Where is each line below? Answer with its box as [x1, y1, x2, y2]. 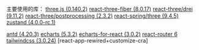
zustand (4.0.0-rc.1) [6, 19, 56, 26]
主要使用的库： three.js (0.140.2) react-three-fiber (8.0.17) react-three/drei [6, 5, 193, 12]
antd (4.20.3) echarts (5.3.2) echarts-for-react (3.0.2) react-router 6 [6, 30, 178, 38]
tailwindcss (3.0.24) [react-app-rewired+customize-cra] [6, 37, 148, 44]
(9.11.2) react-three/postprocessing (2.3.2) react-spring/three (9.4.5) [6, 12, 179, 20]
